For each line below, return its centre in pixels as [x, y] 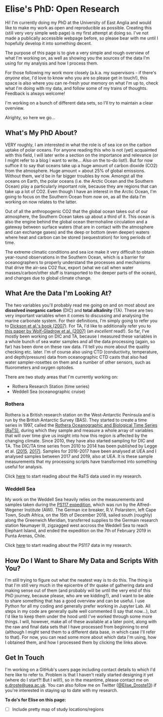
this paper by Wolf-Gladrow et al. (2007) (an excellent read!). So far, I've [77, 331]
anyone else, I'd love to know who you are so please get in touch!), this [76, 78]
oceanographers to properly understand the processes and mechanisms [78, 262]
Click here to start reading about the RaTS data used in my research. [74, 476]
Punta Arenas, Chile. [26, 536]
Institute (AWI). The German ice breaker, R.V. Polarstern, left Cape [90, 510]
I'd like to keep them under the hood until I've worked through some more [79, 616]
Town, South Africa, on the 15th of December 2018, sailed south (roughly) [79, 515]
